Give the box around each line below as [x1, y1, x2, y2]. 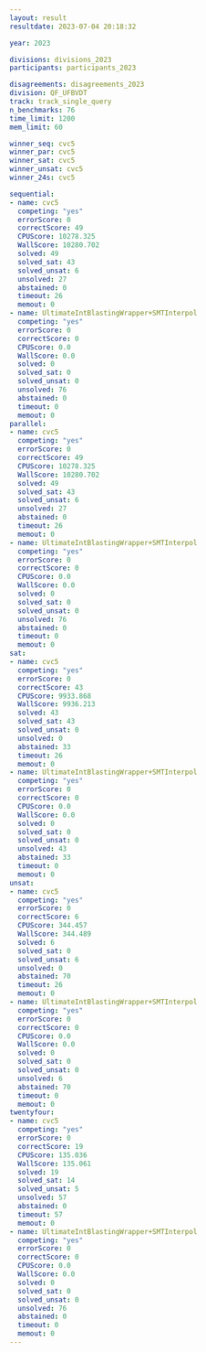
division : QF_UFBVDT [9, 89, 88, 98]
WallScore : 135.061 [17, 1159, 92, 1168]
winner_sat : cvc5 [9, 156, 76, 166]
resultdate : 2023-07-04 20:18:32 [9, 22, 137, 31]
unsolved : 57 [17, 1193, 67, 1203]
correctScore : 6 [17, 912, 79, 922]
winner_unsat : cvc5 [9, 165, 84, 174]
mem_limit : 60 [9, 123, 64, 132]
